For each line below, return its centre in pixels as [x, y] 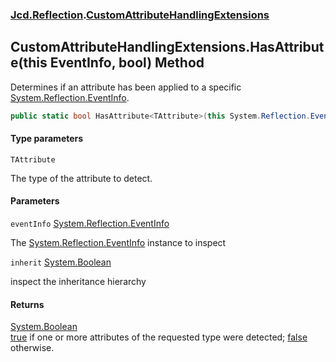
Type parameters [47, 139]
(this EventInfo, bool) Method [111, 63]
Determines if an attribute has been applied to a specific [126, 87]
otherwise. [32, 348]
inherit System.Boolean [61, 262]
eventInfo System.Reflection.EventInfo [90, 224]
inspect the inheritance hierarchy [78, 282]
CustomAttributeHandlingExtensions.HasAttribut [167, 47]
